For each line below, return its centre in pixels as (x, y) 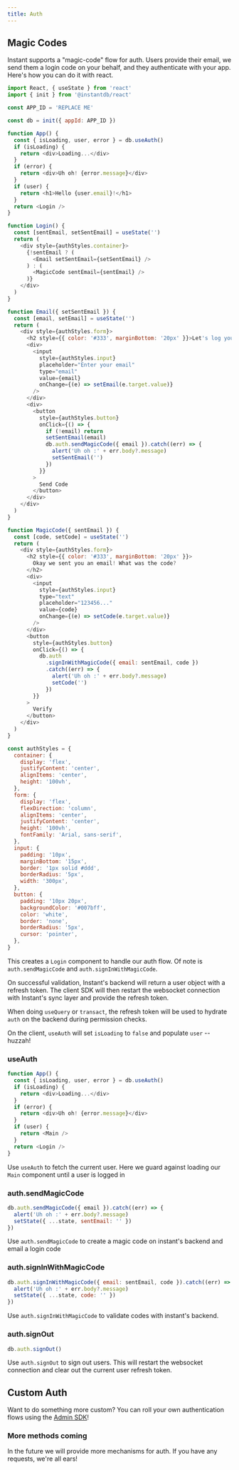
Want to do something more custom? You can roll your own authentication (116, 1410)
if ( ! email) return (74, 431)
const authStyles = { (39, 749)
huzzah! (19, 1040)
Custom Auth (37, 1393)
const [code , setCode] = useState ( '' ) (71, 537)
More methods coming (47, 1436)
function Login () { (36, 226)
